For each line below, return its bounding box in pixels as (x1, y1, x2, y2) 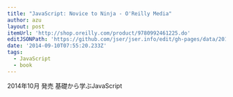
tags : (7, 49, 23, 56)
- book (13, 62, 33, 69)
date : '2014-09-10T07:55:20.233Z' (7, 42, 107, 49)
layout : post (7, 23, 45, 30)
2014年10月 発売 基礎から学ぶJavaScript (7, 81, 123, 90)
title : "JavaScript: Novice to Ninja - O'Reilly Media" (7, 10, 172, 17)
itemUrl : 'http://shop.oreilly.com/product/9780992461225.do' (7, 29, 191, 37)
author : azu (7, 17, 42, 24)
